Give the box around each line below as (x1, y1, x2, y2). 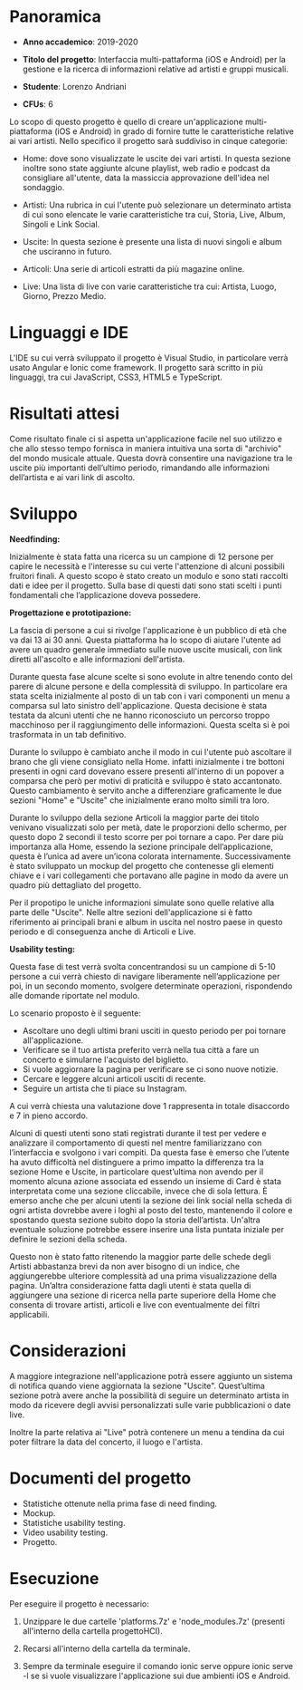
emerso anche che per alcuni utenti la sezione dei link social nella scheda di (9, 1194, 292, 1206)
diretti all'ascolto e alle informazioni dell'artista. (9, 653, 185, 664)
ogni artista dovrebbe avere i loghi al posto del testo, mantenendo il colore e (9, 1204, 293, 1215)
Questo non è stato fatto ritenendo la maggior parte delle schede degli (9, 1251, 271, 1261)
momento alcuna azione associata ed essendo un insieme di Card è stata (9, 1175, 282, 1186)
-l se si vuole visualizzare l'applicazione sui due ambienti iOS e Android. (22, 1670, 291, 1681)
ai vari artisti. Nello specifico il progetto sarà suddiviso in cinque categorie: (9, 135, 288, 146)
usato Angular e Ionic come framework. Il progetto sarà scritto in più (9, 362, 264, 372)
